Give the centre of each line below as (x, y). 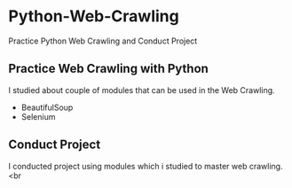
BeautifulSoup (47, 107)
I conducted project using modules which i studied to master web (128, 166)
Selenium (38, 116)
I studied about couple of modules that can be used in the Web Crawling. (142, 90)
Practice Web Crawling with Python (109, 69)
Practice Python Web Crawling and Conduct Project (103, 41)
